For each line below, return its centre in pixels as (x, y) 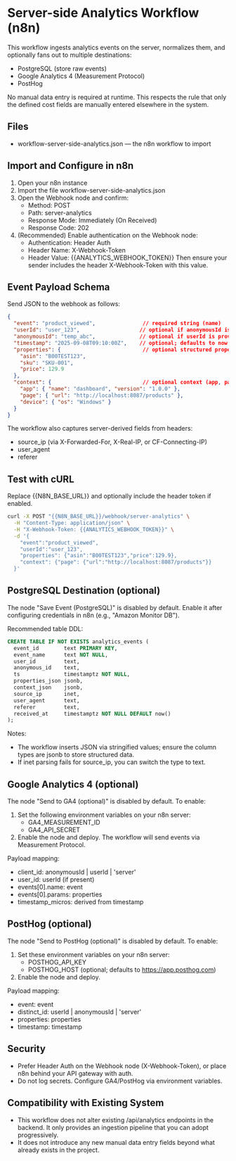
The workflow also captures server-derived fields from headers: (100, 429)
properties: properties (49, 1019)
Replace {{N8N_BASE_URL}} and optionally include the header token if (109, 496)
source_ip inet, (47, 694)
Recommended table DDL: (45, 628)
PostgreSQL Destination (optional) (84, 591)
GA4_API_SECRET (54, 830)
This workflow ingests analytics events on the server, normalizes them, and (116, 47)
